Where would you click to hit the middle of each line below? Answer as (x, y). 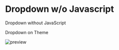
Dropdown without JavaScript (35, 23)
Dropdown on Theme (27, 32)
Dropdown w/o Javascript (59, 9)
